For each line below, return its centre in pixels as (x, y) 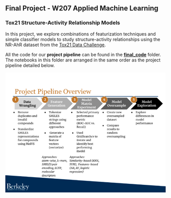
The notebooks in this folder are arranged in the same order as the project (83, 60)
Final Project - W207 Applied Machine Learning (82, 8)
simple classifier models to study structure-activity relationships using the (83, 39)
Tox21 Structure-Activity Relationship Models (63, 23)
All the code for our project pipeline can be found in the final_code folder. (83, 54)
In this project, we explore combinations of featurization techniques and (81, 34)
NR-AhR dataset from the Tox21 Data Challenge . (55, 45)
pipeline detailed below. (30, 65)
